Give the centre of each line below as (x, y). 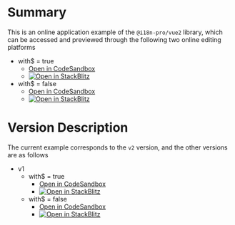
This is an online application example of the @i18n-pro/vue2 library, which (115, 32)
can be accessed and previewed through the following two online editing (114, 39)
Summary (37, 12)
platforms (21, 47)
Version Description (68, 128)
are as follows (28, 155)
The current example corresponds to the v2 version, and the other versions (117, 147)
